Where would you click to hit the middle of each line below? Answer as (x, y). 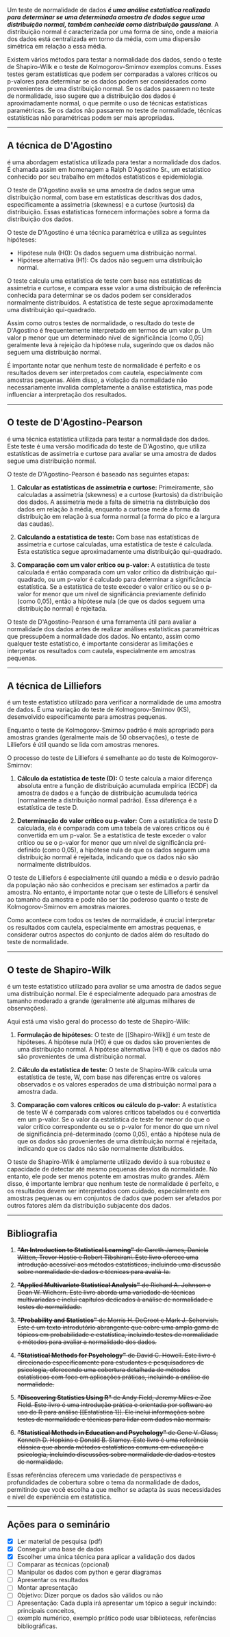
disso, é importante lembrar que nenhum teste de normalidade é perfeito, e (113, 1184)
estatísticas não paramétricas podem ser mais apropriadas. (91, 118)
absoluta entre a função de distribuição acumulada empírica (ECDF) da (117, 786)
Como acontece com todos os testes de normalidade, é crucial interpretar (111, 920)
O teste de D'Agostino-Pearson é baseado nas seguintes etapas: (98, 474)
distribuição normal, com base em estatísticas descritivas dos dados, (105, 197)
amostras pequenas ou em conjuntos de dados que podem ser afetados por (114, 1198)
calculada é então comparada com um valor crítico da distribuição (110, 572)
